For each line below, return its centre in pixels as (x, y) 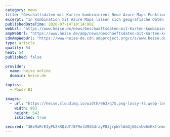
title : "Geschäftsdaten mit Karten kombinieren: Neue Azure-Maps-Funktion (86, 15)
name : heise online (30, 71)
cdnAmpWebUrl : (20, 39)
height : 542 (27, 113)
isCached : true (30, 118)
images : (13, 99)
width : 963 (26, 108)
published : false (24, 57)
